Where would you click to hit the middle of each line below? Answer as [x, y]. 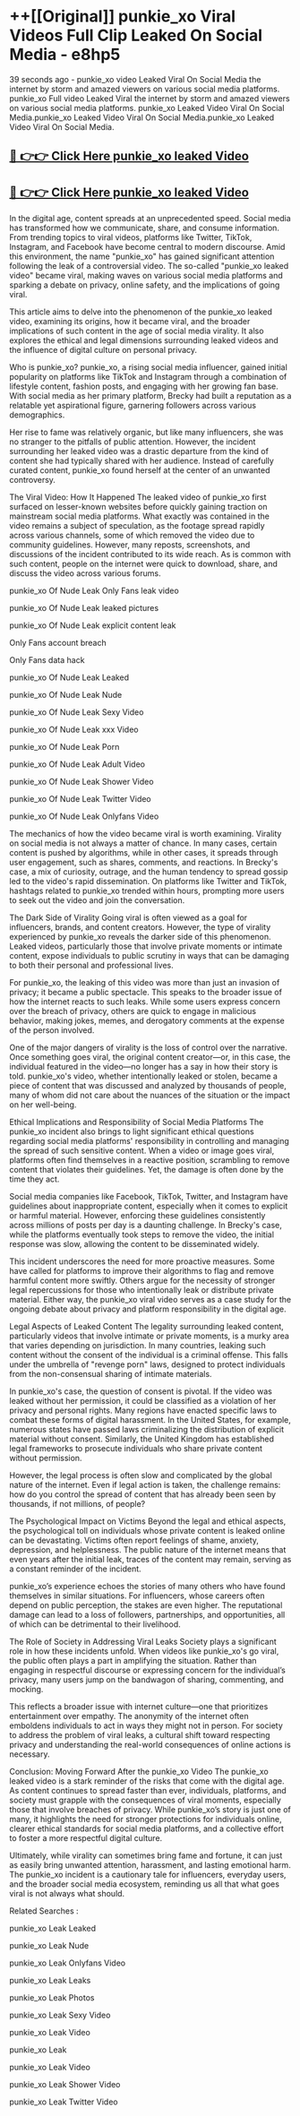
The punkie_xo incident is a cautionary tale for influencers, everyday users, [148, 1875]
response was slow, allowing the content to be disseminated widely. [134, 1244]
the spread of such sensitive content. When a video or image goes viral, [142, 1151]
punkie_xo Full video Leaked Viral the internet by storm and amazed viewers [150, 98]
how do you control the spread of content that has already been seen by [142, 1494]
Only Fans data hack [47, 660]
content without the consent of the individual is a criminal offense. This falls [149, 1355]
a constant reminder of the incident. [75, 1569]
